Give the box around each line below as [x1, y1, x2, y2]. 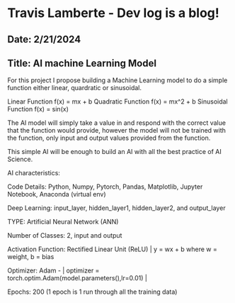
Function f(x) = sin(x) [7, 105, 69, 114]
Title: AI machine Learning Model [7, 57, 157, 69]
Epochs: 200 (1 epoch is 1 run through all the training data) [7, 287, 178, 296]
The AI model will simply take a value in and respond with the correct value [7, 119, 227, 127]
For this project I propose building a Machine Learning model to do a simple [7, 76, 228, 84]
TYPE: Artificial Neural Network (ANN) [7, 218, 119, 226]
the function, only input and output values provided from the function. [7, 133, 211, 143]
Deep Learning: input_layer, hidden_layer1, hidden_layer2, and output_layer [7, 204, 226, 212]
